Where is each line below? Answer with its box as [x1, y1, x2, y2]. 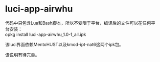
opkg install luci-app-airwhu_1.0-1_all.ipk [5, 31, 87, 37]
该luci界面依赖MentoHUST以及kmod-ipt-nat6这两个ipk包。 [5, 41, 124, 47]
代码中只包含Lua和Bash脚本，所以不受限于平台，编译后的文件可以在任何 [5, 20, 151, 26]
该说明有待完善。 [5, 52, 40, 58]
